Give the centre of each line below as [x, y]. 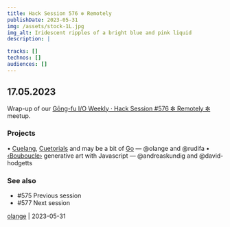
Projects [21, 133]
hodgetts [20, 163]
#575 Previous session [49, 195]
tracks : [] [23, 51]
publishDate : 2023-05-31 [43, 20]
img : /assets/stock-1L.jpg [46, 26]
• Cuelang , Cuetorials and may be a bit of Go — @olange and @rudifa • [108, 148]
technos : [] [24, 58]
